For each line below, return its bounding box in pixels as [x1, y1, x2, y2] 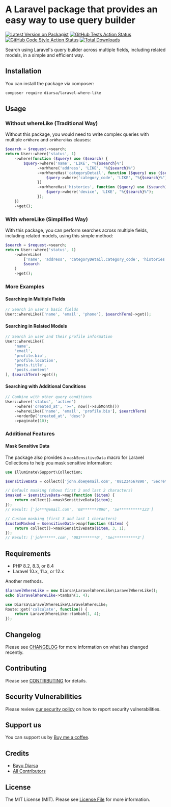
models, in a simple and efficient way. [5, 52, 84, 58]
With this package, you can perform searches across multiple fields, [5, 227, 149, 233]
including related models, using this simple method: [5, 232, 113, 238]
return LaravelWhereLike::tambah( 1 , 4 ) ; [14, 612, 101, 617]
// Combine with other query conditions [5, 395, 93, 400]
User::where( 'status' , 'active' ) [5, 399, 76, 404]
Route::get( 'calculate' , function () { [5, 606, 88, 612]
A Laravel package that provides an [5, 4, 158, 15]
